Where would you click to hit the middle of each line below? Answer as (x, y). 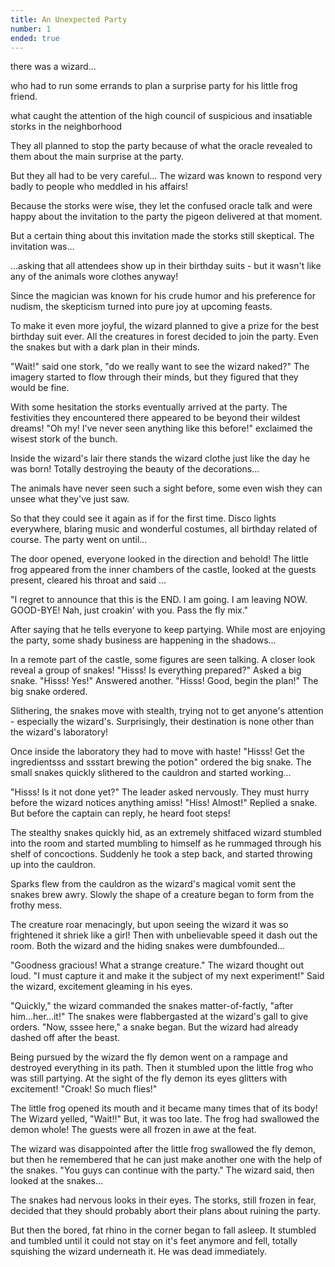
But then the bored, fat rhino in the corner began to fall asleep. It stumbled (163, 1230)
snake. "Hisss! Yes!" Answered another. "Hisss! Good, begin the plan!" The (164, 681)
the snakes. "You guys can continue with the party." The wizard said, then (162, 1170)
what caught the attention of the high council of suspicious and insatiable (161, 116)
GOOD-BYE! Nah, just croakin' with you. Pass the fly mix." (129, 610)
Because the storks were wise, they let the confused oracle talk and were (161, 206)
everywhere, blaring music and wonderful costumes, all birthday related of (164, 529)
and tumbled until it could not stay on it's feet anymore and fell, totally (154, 1241)
